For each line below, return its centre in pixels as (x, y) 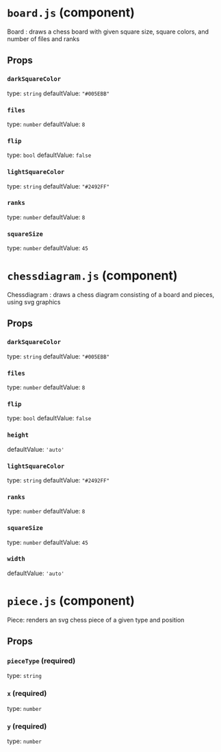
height (18, 435)
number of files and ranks (43, 38)
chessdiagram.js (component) (92, 276)
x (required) (27, 694)
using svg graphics (34, 302)
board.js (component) (71, 13)
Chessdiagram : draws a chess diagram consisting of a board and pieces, (111, 295)
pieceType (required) (41, 661)
